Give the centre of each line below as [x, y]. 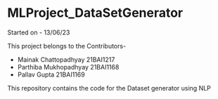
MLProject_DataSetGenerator [95, 13]
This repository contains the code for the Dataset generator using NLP [109, 88]
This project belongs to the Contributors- [67, 46]
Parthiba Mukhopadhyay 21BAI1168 [68, 67]
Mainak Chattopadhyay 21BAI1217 [66, 59]
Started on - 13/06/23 [39, 32]
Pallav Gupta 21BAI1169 [51, 74]
